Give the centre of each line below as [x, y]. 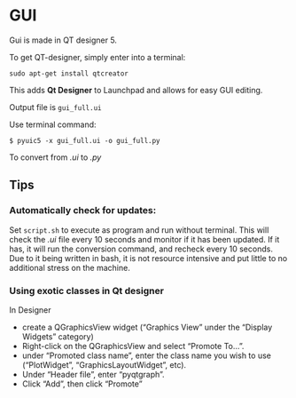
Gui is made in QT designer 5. [63, 40]
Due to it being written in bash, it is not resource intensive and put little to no [148, 258]
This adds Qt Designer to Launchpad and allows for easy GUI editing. [136, 90]
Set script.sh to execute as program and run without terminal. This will [139, 230]
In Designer [30, 310]
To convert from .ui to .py [55, 157]
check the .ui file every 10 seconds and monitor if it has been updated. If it [144, 239]
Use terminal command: [53, 124]
